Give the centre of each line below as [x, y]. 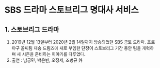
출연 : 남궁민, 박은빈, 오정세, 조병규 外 [47, 60]
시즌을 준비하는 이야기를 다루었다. [54, 54]
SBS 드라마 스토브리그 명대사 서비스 [72, 10]
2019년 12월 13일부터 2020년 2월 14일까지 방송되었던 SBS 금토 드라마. [79, 42]
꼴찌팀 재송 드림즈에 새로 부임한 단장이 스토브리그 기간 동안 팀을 [81, 48]
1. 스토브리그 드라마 [32, 29]
